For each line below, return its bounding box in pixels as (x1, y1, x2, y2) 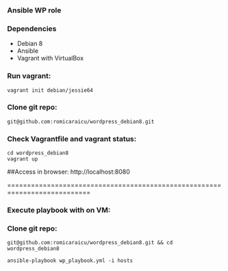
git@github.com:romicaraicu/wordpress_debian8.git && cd (7, 239, 173, 246)
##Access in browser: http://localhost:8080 (7, 167, 130, 176)
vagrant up (7, 156, 38, 163)
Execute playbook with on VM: (7, 205, 111, 215)
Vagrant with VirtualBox (16, 54, 84, 62)
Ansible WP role (7, 5, 62, 15)
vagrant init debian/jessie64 (7, 86, 94, 94)
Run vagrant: (7, 71, 51, 81)
